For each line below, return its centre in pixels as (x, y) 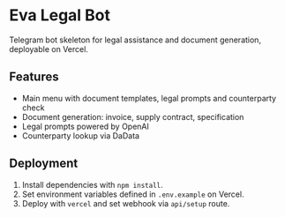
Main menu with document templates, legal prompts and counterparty (149, 98)
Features (34, 77)
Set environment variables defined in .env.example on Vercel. (133, 194)
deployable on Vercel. (49, 49)
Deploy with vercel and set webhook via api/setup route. (126, 203)
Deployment (44, 164)
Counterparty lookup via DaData (80, 135)
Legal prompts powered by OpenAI (86, 126)
